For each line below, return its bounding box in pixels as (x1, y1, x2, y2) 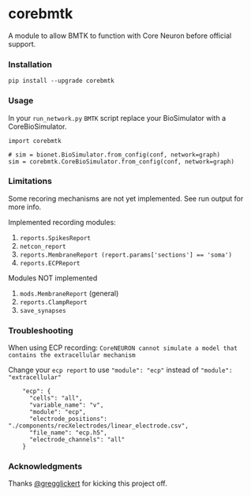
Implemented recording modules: (8, 217, 116, 227)
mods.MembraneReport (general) (19, 288, 119, 298)
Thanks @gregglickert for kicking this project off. (8, 479, 167, 488)
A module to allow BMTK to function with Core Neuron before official (8, 31, 232, 40)
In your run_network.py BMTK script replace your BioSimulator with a (8, 113, 227, 122)
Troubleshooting (8, 325, 73, 336)
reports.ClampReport (19, 298, 88, 306)
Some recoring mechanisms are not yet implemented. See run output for (8, 194, 244, 203)
